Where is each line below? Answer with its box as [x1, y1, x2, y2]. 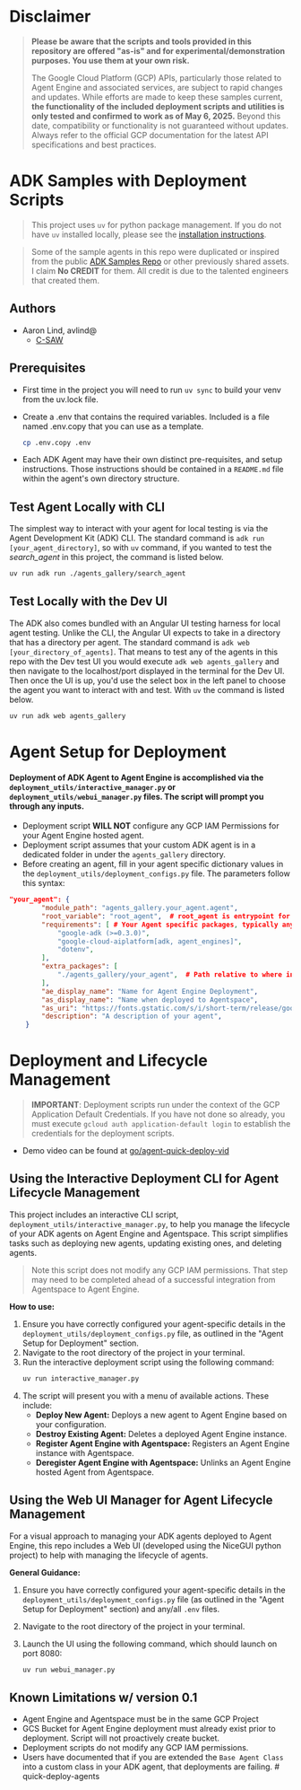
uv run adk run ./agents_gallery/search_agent [9, 569, 186, 578]
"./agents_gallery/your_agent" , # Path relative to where [56, 970, 282, 979]
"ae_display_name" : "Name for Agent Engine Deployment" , [41, 987, 258, 996]
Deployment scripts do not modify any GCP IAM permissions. [21, 1742, 249, 1753]
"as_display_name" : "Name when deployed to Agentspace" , [41, 995, 258, 1005]
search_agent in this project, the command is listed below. [9, 552, 224, 563]
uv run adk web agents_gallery [9, 711, 126, 720]
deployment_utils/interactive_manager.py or [9, 781, 176, 792]
